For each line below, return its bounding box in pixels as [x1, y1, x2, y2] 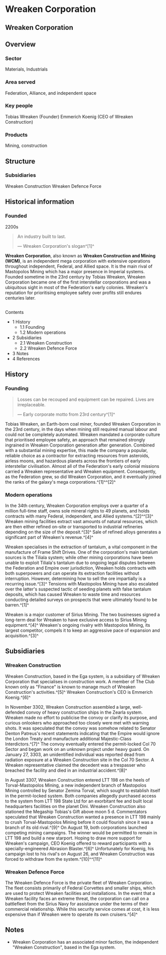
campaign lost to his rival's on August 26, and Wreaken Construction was [5, 851, 155, 857]
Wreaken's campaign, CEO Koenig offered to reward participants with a [5, 840, 151, 846]
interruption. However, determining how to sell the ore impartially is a [5, 575, 146, 582]
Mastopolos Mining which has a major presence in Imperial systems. [5, 268, 145, 274]
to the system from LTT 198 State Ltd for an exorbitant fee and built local [5, 798, 153, 804]
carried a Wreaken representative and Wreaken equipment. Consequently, [5, 468, 157, 474]
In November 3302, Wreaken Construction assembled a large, [5, 704, 132, 710]
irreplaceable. [17, 401, 46, 408]
